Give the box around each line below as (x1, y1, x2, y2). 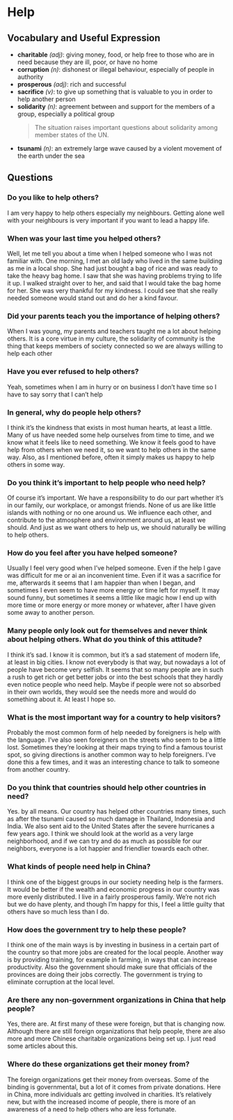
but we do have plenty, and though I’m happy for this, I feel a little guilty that (7, 899, 225, 908)
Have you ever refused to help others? (7, 367, 139, 377)
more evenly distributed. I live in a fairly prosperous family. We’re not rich (7, 893, 217, 901)
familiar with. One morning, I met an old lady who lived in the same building (7, 256, 223, 265)
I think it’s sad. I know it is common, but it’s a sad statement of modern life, (7, 650, 220, 659)
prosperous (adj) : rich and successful (17, 80, 127, 88)
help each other (7, 350, 53, 358)
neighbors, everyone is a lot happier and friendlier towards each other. (7, 844, 209, 853)
